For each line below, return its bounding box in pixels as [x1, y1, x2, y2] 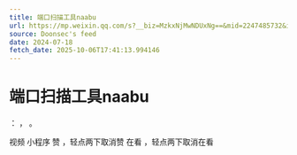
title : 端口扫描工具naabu [9, 12, 97, 22]
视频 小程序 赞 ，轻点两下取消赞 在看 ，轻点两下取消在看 [9, 136, 214, 147]
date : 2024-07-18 [9, 37, 73, 47]
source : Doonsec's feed [9, 29, 97, 38]
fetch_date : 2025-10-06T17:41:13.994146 [9, 46, 161, 55]
